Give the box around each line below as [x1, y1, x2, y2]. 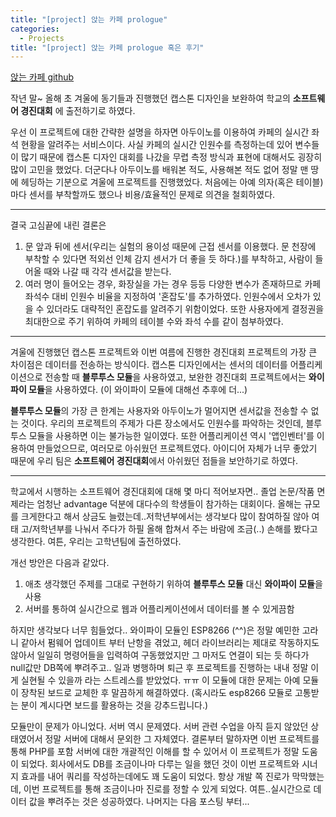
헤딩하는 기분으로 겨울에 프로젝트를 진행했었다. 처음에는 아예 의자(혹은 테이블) [20, 176, 324, 188]
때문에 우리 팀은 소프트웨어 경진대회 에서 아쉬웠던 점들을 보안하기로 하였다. [10, 455, 298, 467]
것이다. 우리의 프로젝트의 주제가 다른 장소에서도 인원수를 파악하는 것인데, [20, 417, 304, 430]
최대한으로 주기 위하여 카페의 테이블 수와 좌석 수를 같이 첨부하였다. [24, 316, 284, 328]
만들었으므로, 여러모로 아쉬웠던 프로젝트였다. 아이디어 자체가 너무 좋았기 [36, 442, 318, 455]
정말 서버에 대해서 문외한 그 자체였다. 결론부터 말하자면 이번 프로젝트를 [44, 733, 320, 745]
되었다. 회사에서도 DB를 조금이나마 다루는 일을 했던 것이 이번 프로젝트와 [20, 758, 300, 770]
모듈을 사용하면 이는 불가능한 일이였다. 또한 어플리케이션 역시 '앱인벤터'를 [28, 430, 315, 442]
